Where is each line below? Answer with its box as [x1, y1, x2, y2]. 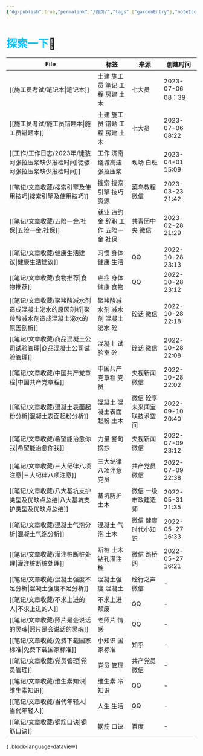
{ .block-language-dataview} [6, 743, 78, 750]
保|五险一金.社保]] [9, 226, 60, 234]
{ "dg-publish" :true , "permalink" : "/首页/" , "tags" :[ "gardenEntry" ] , [6, 8, 175, 15]
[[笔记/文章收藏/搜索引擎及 [9, 183, 86, 191]
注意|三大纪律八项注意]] [9, 471, 77, 479]
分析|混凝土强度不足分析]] [15, 584, 89, 592]
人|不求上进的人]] [9, 604, 59, 613]
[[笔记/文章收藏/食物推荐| [9, 273, 82, 282]
